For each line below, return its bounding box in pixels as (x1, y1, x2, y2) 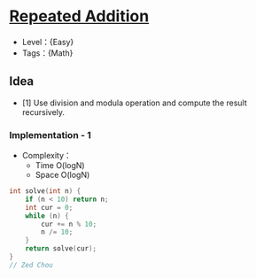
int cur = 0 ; (25, 203, 74, 212)
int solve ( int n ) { (9, 187, 81, 196)
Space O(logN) (35, 170, 90, 181)
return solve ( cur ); (25, 244, 97, 253)
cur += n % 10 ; (41, 220, 97, 228)
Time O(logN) (35, 160, 86, 171)
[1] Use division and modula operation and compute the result (21, 97, 248, 108)
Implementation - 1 (9, 128, 91, 141)
